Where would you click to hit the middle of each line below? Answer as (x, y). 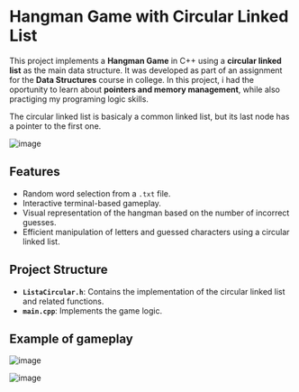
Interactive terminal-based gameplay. (92, 203)
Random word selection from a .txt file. (96, 193)
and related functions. (63, 301)
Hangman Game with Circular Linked (149, 17)
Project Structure (59, 270)
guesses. (39, 222)
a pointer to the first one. (55, 126)
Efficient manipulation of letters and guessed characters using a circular (156, 232)
